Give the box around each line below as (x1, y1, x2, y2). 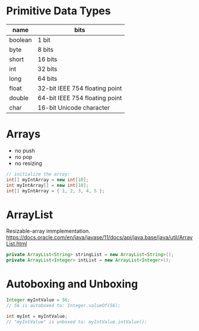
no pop (14, 153, 33, 160)
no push (14, 147, 35, 154)
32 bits (37, 64, 58, 73)
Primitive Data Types (6, 4, 111, 18)
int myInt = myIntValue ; (6, 313, 68, 319)
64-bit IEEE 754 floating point (37, 93, 122, 102)
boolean (9, 36, 32, 44)
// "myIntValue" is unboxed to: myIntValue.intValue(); (6, 318, 147, 325)
